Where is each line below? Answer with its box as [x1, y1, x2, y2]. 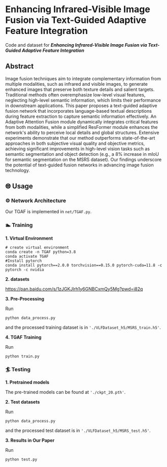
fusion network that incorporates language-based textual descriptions [5, 108, 152, 114]
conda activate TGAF [5, 254, 49, 259]
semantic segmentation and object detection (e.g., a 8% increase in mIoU [5, 151, 159, 157]
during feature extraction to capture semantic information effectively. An [5, 113, 156, 119]
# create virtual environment [5, 245, 70, 250]
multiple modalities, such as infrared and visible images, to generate [5, 81, 148, 87]
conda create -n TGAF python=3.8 [5, 249, 76, 254]
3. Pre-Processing [5, 295, 45, 302]
